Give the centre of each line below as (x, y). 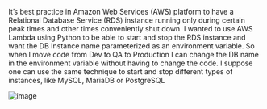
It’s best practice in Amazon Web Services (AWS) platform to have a (121, 12)
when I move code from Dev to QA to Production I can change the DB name (134, 55)
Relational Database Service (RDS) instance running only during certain (127, 20)
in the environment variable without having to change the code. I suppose (131, 63)
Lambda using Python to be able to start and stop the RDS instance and (127, 37)
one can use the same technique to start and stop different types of (121, 71)
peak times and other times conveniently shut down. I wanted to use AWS (131, 29)
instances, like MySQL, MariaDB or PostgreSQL (87, 80)
